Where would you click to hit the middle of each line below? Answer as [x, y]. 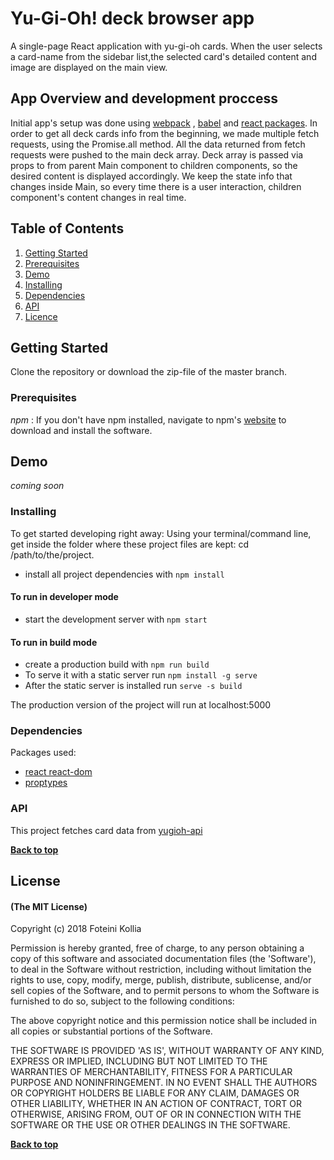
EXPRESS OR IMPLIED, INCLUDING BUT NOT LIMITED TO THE [139, 1061]
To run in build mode [54, 642]
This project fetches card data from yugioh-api [106, 830]
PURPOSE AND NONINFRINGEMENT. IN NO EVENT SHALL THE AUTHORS [164, 1083]
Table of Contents [67, 228]
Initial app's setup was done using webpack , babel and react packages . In [164, 123]
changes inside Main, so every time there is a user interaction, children [156, 186]
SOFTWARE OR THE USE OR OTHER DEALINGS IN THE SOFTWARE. [150, 1125]
